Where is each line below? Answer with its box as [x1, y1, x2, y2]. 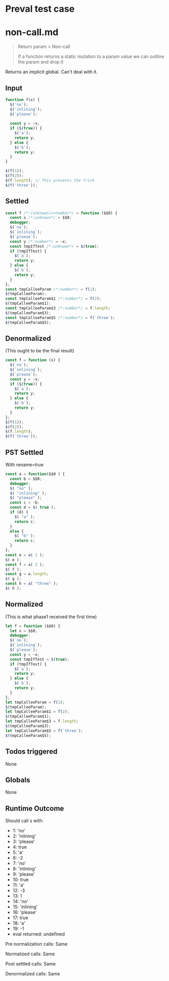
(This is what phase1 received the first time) [5, 613, 97, 620]
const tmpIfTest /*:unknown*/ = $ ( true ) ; [10, 244, 100, 249]
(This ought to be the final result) [5, 348, 75, 354]
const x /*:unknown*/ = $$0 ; [10, 215, 72, 220]
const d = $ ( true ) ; [10, 505, 56, 510]
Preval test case [5, 3, 75, 15]
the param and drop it [17, 59, 64, 65]
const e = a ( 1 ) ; [5, 552, 44, 557]
